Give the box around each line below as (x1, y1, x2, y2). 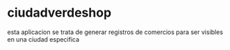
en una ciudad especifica (7, 35, 80, 43)
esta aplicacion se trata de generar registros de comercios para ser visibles (7, 28, 224, 36)
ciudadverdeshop (7, 5, 112, 21)
